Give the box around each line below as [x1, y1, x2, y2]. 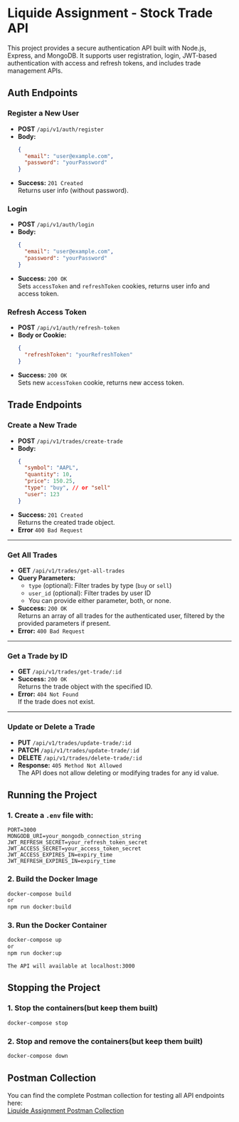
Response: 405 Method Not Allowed [17, 760, 122, 770]
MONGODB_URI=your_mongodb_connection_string [7, 833, 142, 840]
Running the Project [7, 789, 97, 801]
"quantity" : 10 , [24, 471, 73, 478]
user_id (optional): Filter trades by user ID [28, 589, 152, 597]
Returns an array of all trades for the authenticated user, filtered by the [17, 611, 225, 620]
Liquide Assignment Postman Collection [7, 1106, 124, 1115]
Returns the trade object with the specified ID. [17, 682, 153, 691]
